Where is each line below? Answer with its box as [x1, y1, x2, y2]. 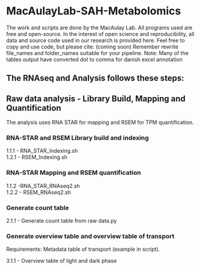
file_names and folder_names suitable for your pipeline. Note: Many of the [6, 49, 189, 56]
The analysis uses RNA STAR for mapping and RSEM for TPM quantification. [6, 119, 195, 126]
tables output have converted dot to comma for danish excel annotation [6, 56, 183, 63]
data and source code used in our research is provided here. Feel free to [6, 37, 185, 44]
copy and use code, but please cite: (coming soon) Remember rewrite [6, 43, 178, 50]
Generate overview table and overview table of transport [6, 232, 175, 240]
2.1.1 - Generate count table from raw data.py [6, 217, 117, 225]
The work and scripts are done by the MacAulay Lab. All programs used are [6, 24, 193, 31]
